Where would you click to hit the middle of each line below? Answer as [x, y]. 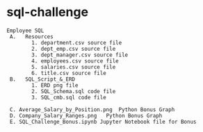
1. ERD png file [55, 85]
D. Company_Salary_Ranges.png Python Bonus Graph [86, 115]
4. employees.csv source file [75, 61]
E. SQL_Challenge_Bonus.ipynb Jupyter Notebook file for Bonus [103, 122]
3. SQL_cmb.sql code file [69, 97]
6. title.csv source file [69, 73]
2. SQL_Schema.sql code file [74, 91]
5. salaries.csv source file [74, 67]
